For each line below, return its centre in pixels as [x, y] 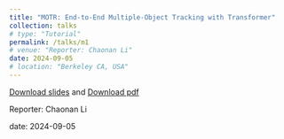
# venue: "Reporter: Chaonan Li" [71, 50]
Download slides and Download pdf [74, 92]
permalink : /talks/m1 [49, 42]
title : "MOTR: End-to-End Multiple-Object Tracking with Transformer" [142, 17]
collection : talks [43, 26]
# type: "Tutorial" [45, 34]
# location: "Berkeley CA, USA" [69, 67]
